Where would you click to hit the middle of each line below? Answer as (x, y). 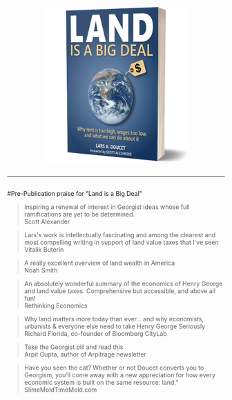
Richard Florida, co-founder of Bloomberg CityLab (95, 333)
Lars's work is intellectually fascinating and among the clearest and (120, 234)
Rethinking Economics (56, 306)
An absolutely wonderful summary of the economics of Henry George (123, 283)
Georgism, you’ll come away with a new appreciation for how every (120, 374)
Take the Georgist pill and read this (74, 347)
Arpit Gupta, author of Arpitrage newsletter (85, 354)
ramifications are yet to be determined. (79, 214)
